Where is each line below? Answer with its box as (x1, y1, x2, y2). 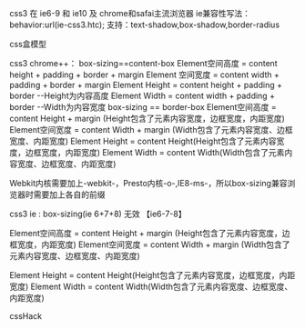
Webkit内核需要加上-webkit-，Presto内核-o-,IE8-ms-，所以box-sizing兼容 (9, 178, 288, 188)
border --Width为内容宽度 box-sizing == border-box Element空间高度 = (9, 102, 278, 112)
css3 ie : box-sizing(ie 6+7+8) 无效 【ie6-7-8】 (9, 208, 187, 219)
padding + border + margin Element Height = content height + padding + (9, 80, 282, 90)
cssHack (9, 311, 43, 321)
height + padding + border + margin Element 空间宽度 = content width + (9, 69, 280, 80)
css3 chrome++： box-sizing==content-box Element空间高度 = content (9, 58, 278, 68)
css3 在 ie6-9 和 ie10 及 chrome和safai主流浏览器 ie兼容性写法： (9, 8, 251, 18)
